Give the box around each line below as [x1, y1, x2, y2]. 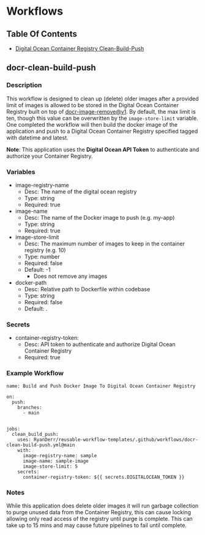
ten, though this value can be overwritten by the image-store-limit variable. [6, 114, 199, 122]
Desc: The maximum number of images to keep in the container [24, 240, 185, 247]
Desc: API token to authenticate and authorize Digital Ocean [24, 341, 176, 348]
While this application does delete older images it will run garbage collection [6, 502, 199, 509]
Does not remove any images [33, 272, 108, 280]
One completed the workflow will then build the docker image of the [6, 121, 178, 128]
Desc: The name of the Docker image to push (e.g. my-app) [24, 214, 175, 221]
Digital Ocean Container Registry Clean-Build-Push [15, 45, 144, 52]
